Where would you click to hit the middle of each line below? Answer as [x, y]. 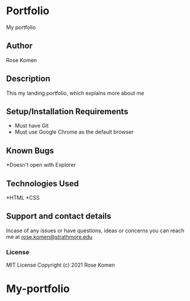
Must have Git [32, 126]
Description [28, 79]
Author [19, 46]
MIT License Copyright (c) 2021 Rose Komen [61, 265]
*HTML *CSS [23, 198]
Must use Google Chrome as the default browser [74, 132]
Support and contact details [59, 216]
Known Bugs [30, 150]
